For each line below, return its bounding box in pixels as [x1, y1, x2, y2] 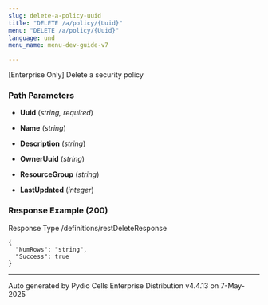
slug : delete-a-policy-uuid [8, 11, 102, 20]
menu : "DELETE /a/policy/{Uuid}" [8, 26, 120, 34]
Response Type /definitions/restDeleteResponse [8, 223, 167, 233]
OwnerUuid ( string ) [19, 154, 85, 164]
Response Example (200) [8, 205, 108, 216]
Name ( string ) [19, 123, 66, 133]
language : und [8, 33, 56, 42]
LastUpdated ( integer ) [19, 185, 94, 195]
